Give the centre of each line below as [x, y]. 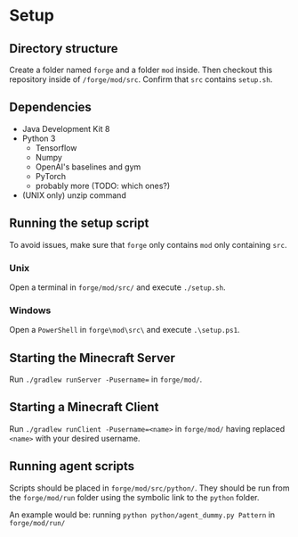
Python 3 [39, 138]
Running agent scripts [72, 466]
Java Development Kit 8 [66, 128]
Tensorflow [56, 147]
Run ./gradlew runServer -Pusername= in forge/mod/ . [106, 379]
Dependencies [50, 107]
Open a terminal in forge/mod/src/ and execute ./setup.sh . [117, 287]
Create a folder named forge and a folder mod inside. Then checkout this [141, 70]
